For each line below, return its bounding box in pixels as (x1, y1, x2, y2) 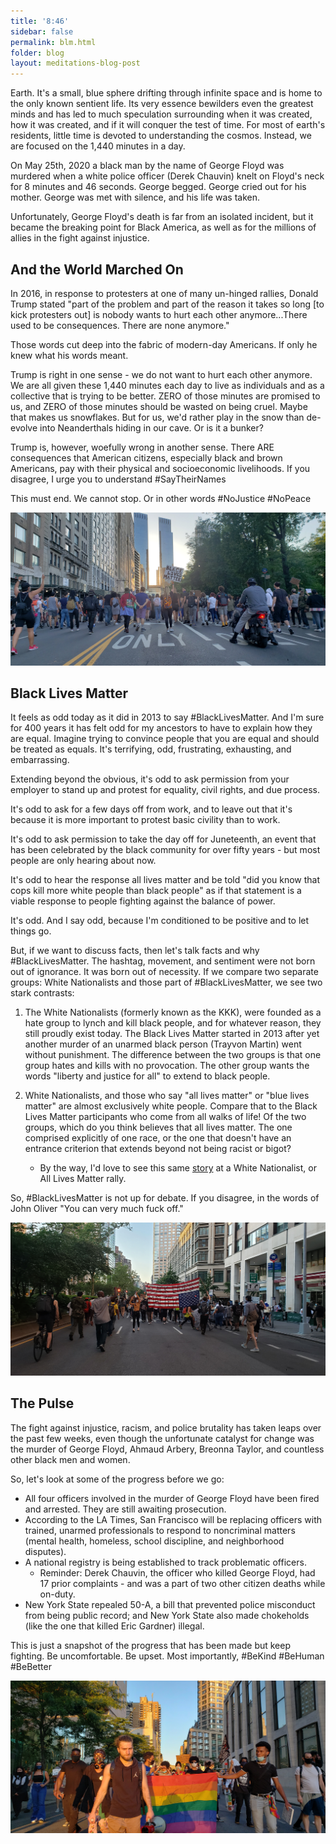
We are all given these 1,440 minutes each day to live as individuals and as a (10, 379, 325, 391)
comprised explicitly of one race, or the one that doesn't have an (24, 1132, 292, 1144)
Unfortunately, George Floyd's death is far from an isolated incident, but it (10, 211, 314, 223)
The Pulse (10, 1395, 75, 1412)
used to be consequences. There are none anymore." (10, 319, 230, 331)
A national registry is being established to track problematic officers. (24, 1556, 307, 1568)
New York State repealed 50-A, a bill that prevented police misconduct (24, 1598, 316, 1610)
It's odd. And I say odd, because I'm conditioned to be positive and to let (10, 915, 310, 927)
